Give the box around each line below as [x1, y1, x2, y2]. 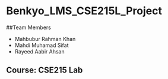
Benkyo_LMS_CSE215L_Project [6, 4, 162, 18]
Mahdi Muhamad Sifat [14, 42, 69, 49]
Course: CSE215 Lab [6, 65, 83, 75]
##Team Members [6, 24, 52, 31]
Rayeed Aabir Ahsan [14, 48, 65, 55]
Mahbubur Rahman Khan [14, 35, 76, 42]
